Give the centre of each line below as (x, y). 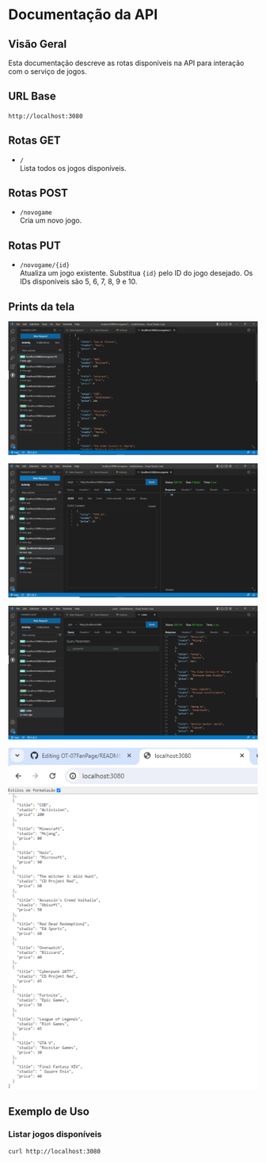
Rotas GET (34, 141)
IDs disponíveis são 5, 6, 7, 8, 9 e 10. (78, 282)
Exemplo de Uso (49, 1112)
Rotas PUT (35, 245)
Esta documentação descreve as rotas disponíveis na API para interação (126, 63)
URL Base (32, 97)
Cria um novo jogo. (51, 221)
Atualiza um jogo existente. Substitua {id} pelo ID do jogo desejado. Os (136, 273)
